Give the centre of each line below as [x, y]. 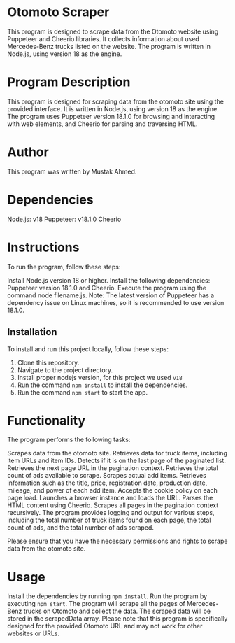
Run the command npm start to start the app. [83, 392]
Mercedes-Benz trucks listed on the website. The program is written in [109, 46]
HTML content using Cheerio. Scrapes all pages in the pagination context [113, 505]
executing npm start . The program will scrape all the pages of [96, 604]
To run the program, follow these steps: [64, 267]
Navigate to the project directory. [65, 370]
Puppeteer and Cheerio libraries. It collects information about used [103, 38]
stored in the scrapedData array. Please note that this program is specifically [117, 619]
